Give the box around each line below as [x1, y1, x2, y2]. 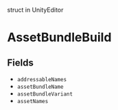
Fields [7, 57, 34, 68]
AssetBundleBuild [7, 30, 112, 45]
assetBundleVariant [16, 91, 73, 98]
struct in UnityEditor [7, 6, 64, 14]
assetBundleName [16, 83, 64, 90]
